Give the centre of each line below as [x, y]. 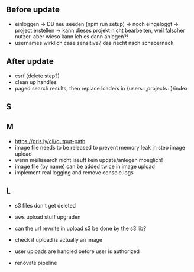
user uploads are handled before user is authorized [77, 251]
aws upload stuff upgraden [48, 217]
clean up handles [36, 82]
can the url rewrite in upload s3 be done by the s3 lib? [80, 228]
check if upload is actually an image [58, 239]
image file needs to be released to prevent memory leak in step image [100, 147]
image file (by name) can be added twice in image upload [85, 166]
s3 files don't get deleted [45, 205]
